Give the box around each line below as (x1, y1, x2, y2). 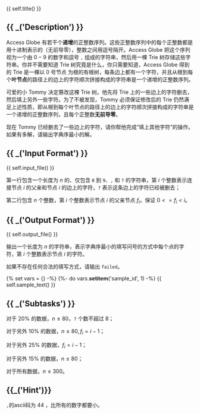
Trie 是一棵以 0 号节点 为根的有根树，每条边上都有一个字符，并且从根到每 (12, 68, 193, 75)
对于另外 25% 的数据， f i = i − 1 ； (6, 341, 87, 350)
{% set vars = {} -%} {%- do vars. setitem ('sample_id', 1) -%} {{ (6, 275, 162, 282)
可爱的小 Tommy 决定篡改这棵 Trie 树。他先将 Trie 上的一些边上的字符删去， (6, 89, 193, 96)
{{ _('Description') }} (6, 22, 84, 32)
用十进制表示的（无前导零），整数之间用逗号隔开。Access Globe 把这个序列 (6, 46, 190, 53)
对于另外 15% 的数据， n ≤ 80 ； (6, 355, 83, 362)
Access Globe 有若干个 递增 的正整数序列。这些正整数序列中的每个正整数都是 (6, 39, 193, 46)
